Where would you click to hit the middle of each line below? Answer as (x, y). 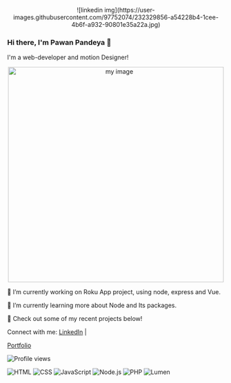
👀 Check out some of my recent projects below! (75, 319)
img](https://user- (130, 10)
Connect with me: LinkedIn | (47, 332)
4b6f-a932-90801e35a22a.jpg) (116, 24)
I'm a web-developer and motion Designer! (68, 57)
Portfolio (19, 345)
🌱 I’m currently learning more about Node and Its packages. (92, 305)
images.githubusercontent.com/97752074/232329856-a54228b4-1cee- (116, 17)
